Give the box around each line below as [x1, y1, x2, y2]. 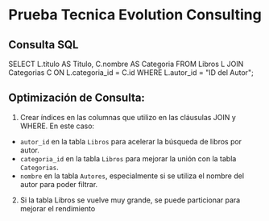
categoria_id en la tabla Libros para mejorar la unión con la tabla [19, 153, 237, 163]
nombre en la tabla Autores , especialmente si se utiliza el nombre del [19, 171, 244, 181]
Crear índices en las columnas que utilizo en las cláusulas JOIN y [19, 112, 236, 122]
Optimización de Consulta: [8, 91, 145, 105]
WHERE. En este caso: [19, 121, 95, 131]
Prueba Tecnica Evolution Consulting [8, 6, 262, 24]
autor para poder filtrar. [19, 179, 98, 189]
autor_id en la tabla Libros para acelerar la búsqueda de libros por [19, 136, 242, 146]
